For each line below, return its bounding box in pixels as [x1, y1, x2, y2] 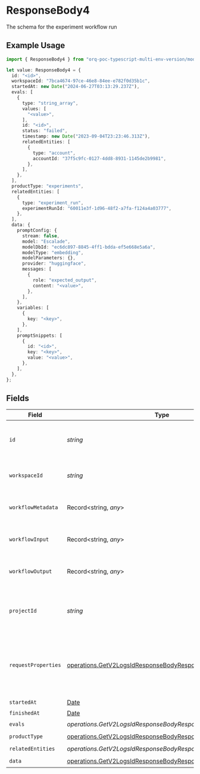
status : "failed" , [21, 128, 68, 134]
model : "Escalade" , [21, 239, 70, 245]
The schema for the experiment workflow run [6, 23, 117, 30]
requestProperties [9, 662, 61, 669]
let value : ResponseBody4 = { [6, 67, 82, 73]
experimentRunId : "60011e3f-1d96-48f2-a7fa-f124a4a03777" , [21, 205, 171, 211]
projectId [9, 607, 37, 615]
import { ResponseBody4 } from [6, 56, 84, 62]
